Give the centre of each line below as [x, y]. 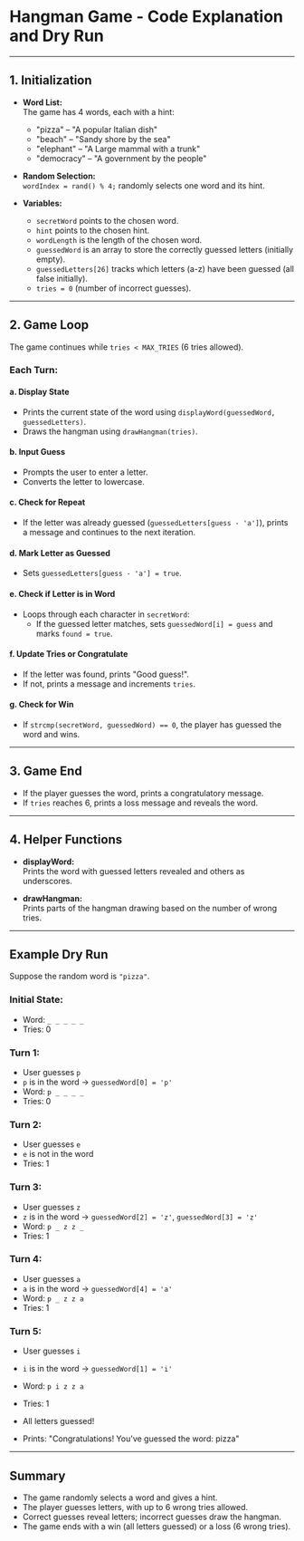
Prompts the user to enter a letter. [85, 472]
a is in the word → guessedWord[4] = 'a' [97, 1288]
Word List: [43, 102]
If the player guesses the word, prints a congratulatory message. [143, 793]
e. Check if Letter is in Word [62, 593]
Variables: [42, 203]
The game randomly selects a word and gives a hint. [120, 1498]
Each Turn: [34, 371]
